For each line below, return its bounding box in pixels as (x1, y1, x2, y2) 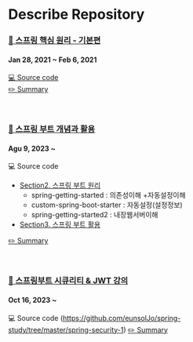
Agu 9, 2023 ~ (8, 144, 56, 153)
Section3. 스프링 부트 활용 (19, 220, 100, 229)
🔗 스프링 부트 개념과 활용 (8, 124, 96, 135)
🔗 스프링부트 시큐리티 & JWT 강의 (8, 275, 129, 286)
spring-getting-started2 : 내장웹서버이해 (31, 210, 158, 220)
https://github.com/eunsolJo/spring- (62, 313, 181, 322)
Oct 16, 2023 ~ (8, 295, 57, 304)
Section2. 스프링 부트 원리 (19, 180, 101, 190)
